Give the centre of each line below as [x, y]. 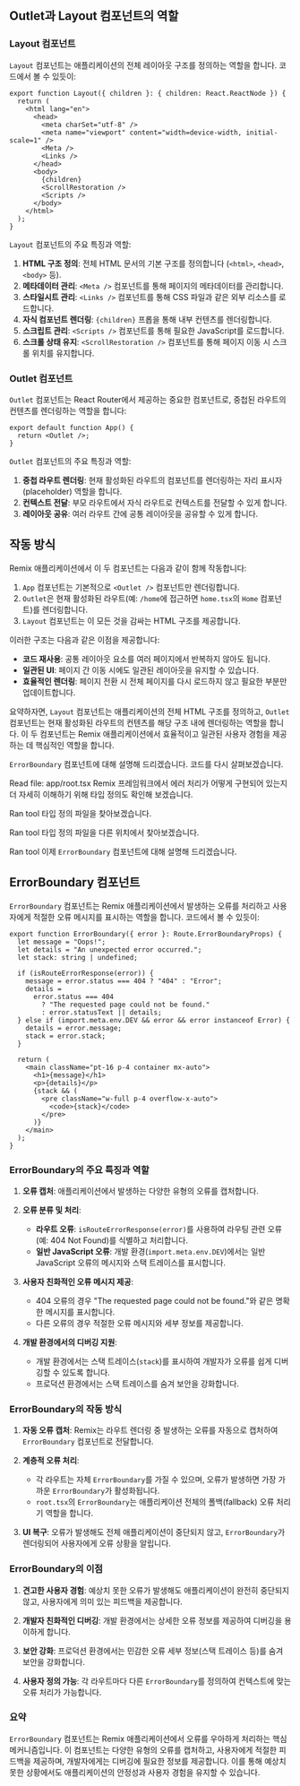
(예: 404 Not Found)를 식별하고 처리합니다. [111, 1240]
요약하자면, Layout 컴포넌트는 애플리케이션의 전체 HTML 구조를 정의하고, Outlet [150, 712]
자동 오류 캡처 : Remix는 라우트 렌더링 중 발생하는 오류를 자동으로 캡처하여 [150, 1430]
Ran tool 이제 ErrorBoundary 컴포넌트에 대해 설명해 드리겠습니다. [123, 851]
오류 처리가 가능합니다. [62, 1692]
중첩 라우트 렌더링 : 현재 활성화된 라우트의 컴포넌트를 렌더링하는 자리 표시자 [152, 480]
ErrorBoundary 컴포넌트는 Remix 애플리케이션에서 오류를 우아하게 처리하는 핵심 [148, 1739]
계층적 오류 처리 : [51, 1461]
